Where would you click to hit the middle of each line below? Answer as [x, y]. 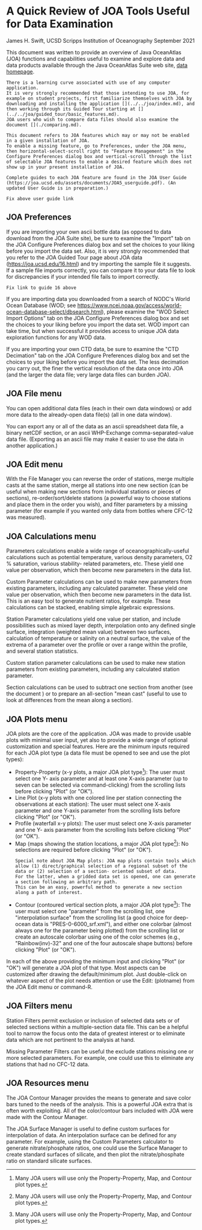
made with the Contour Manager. [47, 1117]
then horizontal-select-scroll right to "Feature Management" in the [95, 151]
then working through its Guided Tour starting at [71, 109]
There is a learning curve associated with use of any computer [88, 83]
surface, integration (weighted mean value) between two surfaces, [89, 632]
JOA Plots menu [37, 719]
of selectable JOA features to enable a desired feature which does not [99, 162]
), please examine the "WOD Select [145, 311]
